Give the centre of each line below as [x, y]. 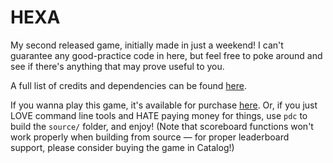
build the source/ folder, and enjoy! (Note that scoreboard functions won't [162, 126]
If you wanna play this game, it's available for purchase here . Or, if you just [164, 105]
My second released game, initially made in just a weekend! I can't [147, 45]
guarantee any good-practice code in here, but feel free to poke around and [166, 55]
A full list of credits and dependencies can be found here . [128, 85]
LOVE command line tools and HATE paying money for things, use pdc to [159, 115]
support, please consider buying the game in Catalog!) [122, 147]
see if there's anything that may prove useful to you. [117, 66]
